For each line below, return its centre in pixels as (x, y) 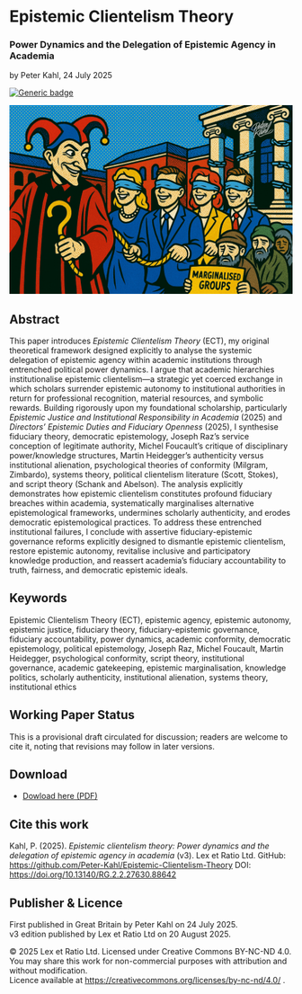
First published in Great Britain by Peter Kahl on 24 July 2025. (124, 925)
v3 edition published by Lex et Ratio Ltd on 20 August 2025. (120, 934)
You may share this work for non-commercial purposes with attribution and (148, 961)
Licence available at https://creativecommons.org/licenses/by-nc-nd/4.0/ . (147, 981)
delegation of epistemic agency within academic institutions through (136, 359)
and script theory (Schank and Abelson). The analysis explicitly (126, 484)
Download (38, 774)
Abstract (35, 319)
